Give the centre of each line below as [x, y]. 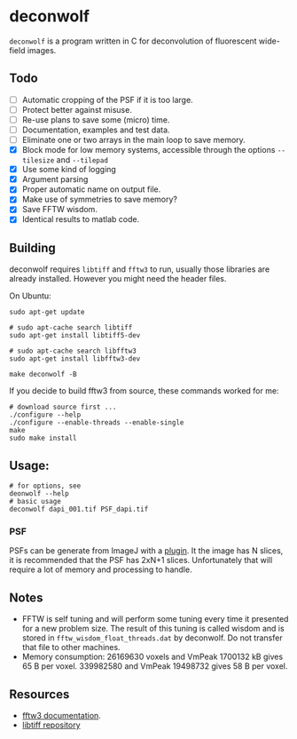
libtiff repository [51, 725]
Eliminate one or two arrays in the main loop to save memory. [133, 140]
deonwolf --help [39, 494]
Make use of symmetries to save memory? [99, 199]
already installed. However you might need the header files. [118, 279]
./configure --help [45, 415]
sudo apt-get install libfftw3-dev [75, 359]
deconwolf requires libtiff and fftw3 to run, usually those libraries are [140, 269]
